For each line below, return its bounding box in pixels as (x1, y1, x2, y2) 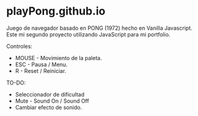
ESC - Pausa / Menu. (15, 61, 68, 68)
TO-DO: (6, 79, 26, 86)
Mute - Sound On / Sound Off (15, 97, 90, 104)
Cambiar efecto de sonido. (15, 103, 82, 111)
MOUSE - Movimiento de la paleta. (15, 54, 102, 61)
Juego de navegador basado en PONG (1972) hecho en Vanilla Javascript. (6, 24, 193, 32)
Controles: (6, 43, 32, 50)
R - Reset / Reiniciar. (15, 67, 66, 74)
